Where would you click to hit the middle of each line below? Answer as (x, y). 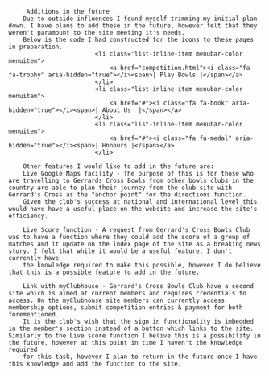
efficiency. (28, 216)
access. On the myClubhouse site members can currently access (117, 300)
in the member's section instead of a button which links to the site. (131, 328)
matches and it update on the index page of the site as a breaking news (135, 244)
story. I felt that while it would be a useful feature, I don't (120, 251)
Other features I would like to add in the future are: (119, 167)
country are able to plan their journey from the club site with (120, 188)
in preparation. (35, 47)
